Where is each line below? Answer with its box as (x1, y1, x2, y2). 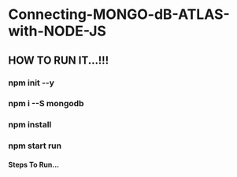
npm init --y (8, 77, 55, 88)
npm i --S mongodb (8, 98, 84, 109)
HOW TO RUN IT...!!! (8, 53, 109, 67)
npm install (8, 120, 52, 131)
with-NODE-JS (8, 22, 106, 40)
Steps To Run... (8, 160, 60, 169)
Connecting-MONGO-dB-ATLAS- (8, 6, 230, 24)
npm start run (8, 140, 61, 151)
